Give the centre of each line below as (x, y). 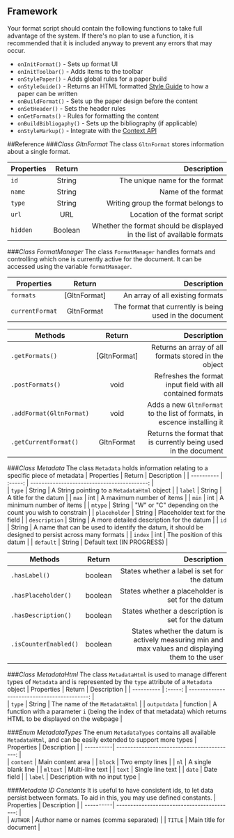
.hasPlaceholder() (41, 595)
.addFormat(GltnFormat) (50, 413)
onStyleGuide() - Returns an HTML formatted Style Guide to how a (113, 86)
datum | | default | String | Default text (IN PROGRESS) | (88, 542)
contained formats (193, 393)
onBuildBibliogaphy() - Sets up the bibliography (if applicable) (107, 123)
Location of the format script (177, 214)
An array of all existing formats (173, 295)
